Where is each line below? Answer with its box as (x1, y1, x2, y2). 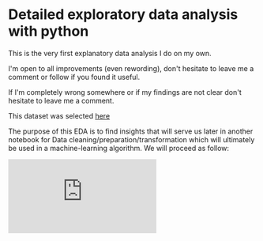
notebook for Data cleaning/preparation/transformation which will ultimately (8, 134, 255, 144)
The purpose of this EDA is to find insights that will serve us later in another (8, 126, 254, 136)
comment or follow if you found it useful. (8, 72, 141, 81)
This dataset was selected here (8, 111, 111, 120)
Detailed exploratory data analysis (8, 6, 239, 24)
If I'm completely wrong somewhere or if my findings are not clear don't (8, 87, 242, 96)
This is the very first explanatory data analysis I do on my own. (8, 48, 212, 58)
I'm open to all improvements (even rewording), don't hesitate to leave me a (8, 63, 254, 73)
